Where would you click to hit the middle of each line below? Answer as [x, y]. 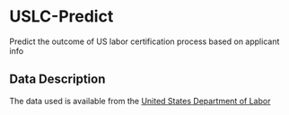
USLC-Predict [61, 17]
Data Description [57, 80]
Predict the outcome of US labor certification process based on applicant [144, 41]
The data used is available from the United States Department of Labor [140, 101]
